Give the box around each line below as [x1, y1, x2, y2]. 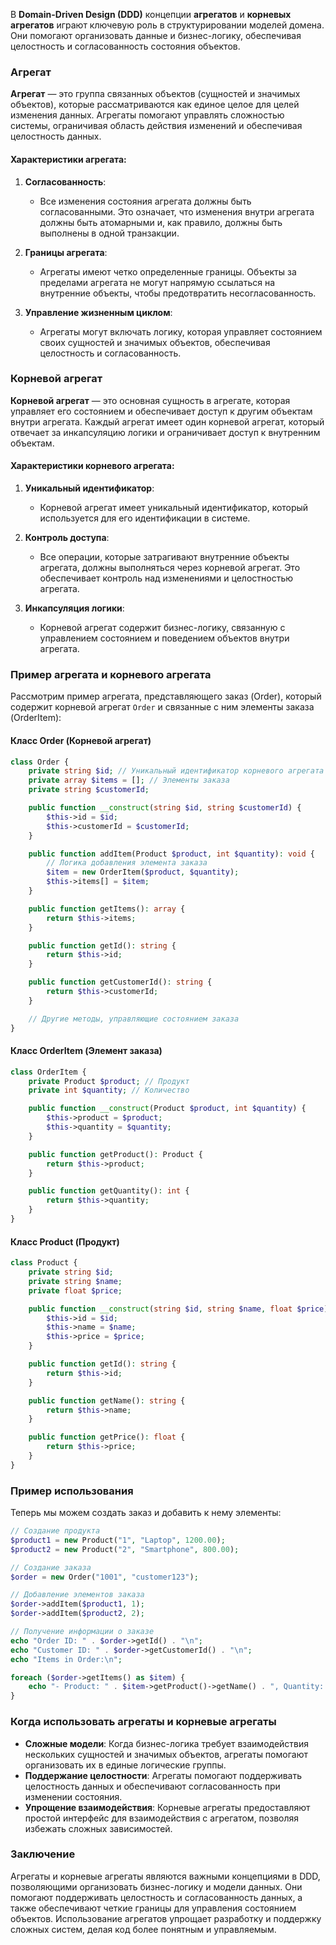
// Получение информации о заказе [10, 1627, 155, 1637]
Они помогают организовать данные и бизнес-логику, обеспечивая [10, 30, 302, 41]
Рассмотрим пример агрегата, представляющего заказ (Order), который [10, 690, 322, 703]
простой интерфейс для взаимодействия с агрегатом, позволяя [24, 1812, 300, 1824]
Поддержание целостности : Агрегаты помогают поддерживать [24, 1769, 303, 1781]
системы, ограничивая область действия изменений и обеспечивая [10, 120, 303, 132]
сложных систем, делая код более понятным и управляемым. [10, 1923, 277, 1935]
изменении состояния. [24, 1790, 123, 1803]
